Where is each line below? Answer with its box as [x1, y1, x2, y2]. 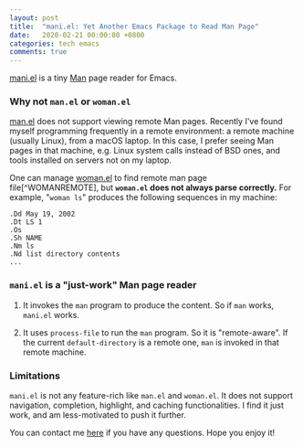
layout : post [9, 13, 59, 23]
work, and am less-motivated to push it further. [9, 410, 187, 420]
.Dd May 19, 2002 [9, 209, 76, 219]
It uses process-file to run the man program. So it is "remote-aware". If [22, 326, 288, 338]
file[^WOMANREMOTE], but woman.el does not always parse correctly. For [9, 182, 292, 193]
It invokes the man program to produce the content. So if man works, [22, 299, 275, 311]
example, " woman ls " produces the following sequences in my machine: [9, 192, 278, 203]
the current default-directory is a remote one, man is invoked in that [22, 336, 280, 347]
